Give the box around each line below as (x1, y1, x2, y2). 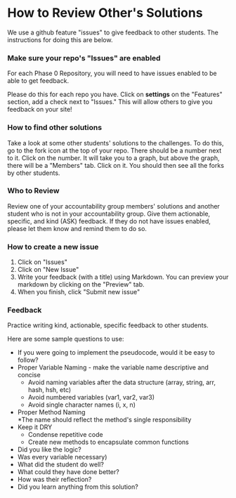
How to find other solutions (7, 123, 103, 133)
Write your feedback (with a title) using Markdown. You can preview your (17, 273, 229, 282)
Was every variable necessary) (17, 453, 107, 461)
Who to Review (7, 186, 60, 196)
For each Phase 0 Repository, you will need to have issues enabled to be (7, 69, 217, 78)
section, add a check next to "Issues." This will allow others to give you (7, 98, 213, 106)
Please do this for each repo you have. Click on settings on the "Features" (7, 90, 223, 99)
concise (17, 371, 41, 379)
